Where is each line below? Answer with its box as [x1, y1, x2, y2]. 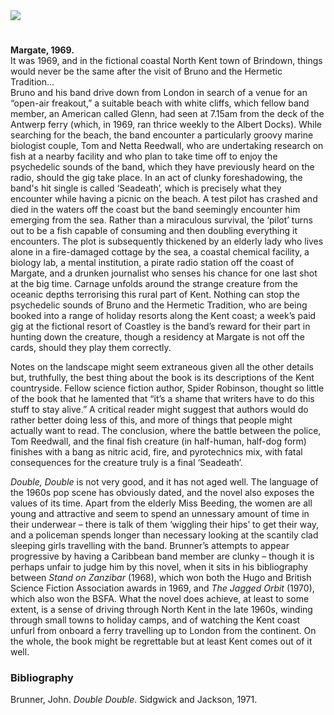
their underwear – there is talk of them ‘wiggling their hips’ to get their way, [10, 519, 320, 531]
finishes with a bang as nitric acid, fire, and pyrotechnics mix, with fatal [10, 446, 303, 458]
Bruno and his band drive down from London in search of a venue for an [10, 87, 308, 99]
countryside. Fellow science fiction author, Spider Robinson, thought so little [10, 382, 325, 394]
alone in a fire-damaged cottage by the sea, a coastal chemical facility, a [10, 246, 310, 258]
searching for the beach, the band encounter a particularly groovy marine [10, 129, 314, 141]
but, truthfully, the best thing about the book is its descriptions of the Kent [10, 372, 315, 384]
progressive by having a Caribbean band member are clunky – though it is [10, 550, 315, 563]
